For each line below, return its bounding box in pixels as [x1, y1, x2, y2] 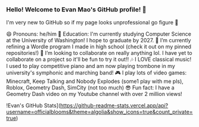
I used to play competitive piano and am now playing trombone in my [6, 63, 176, 70]
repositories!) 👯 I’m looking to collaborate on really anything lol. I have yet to [6, 49, 192, 57]
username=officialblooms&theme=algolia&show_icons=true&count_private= [6, 109, 193, 116]
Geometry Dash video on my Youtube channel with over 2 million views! [6, 91, 183, 98]
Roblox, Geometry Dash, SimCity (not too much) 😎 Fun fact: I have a [6, 84, 175, 91]
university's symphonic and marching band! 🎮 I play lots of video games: [6, 69, 187, 76]
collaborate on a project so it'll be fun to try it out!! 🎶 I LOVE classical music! [6, 56, 192, 63]
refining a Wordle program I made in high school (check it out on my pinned [6, 43, 192, 50]
